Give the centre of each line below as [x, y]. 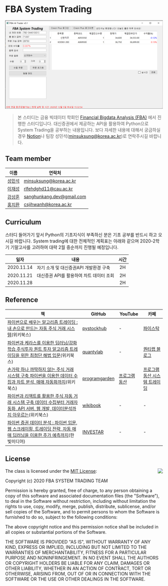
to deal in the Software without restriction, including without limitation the [80, 501]
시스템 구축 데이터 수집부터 [38, 402]
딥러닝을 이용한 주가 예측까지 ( [41, 435]
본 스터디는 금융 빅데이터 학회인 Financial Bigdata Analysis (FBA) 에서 [87, 117]
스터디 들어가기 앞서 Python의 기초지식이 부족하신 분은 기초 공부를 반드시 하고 [81, 235]
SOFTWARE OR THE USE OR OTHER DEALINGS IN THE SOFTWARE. [75, 579]
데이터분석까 [64, 409]
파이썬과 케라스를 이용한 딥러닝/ [38, 343]
